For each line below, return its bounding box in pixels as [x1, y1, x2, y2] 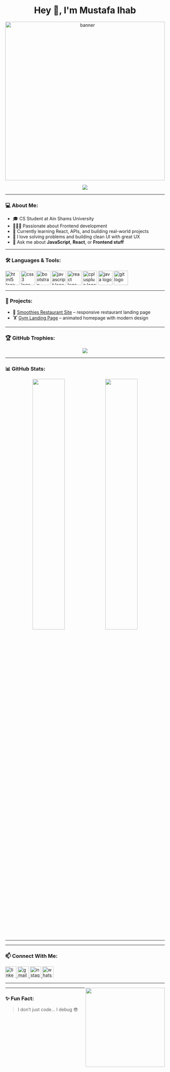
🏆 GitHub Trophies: [5, 334, 55, 342]
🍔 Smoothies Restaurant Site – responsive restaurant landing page [12, 309, 151, 315]
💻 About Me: [5, 202, 38, 209]
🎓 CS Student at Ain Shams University [12, 216, 95, 222]
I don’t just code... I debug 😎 [17, 1007, 78, 1013]
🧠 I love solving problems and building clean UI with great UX [12, 233, 140, 240]
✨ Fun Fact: [5, 995, 34, 1002]
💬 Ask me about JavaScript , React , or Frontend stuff [12, 239, 124, 245]
